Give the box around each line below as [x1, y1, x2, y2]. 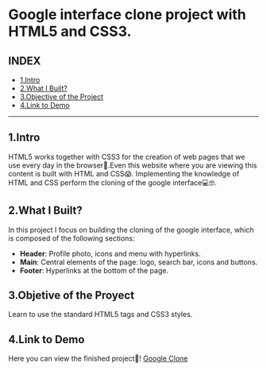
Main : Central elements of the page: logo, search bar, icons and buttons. [19, 257, 258, 267]
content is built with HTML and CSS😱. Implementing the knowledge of [8, 168, 240, 178]
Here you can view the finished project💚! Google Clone [8, 354, 188, 363]
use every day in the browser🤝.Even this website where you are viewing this [8, 160, 257, 170]
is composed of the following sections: [8, 233, 135, 243]
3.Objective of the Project [19, 92, 104, 101]
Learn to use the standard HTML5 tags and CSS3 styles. [8, 310, 193, 319]
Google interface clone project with [8, 6, 246, 24]
